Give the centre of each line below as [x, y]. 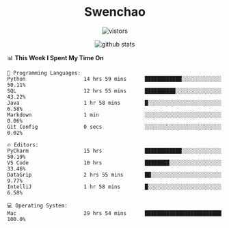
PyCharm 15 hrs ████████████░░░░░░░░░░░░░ [114, 151]
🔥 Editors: [23, 144]
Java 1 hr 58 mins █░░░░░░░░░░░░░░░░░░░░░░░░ [114, 103]
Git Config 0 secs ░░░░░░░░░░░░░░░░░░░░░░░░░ [114, 127]
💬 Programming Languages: [44, 73]
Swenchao [115, 12]
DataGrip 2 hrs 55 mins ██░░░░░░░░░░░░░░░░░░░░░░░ [114, 175]
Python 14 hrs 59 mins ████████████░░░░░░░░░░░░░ [114, 79]
